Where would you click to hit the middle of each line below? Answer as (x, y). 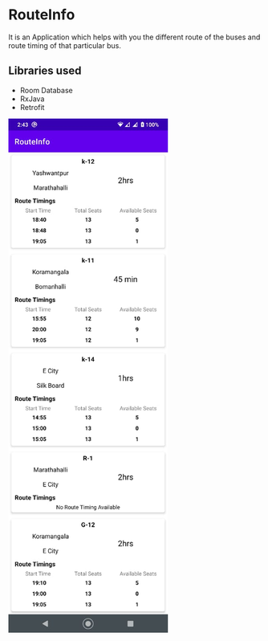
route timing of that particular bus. (65, 45)
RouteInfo (42, 15)
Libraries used (45, 71)
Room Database (47, 90)
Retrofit (32, 107)
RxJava (32, 99)
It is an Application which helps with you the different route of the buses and (134, 37)
